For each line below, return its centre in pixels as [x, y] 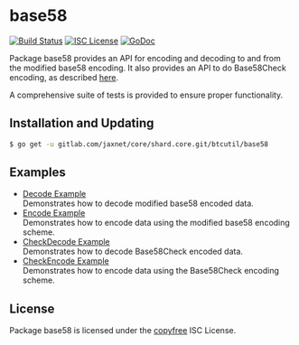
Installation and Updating [82, 123]
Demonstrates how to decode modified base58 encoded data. [138, 203]
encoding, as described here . [64, 77]
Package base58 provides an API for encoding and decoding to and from [145, 58]
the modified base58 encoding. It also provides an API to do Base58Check [148, 68]
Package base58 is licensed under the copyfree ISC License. [123, 331]
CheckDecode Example [66, 242]
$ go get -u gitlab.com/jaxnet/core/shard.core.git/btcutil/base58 [139, 144]
